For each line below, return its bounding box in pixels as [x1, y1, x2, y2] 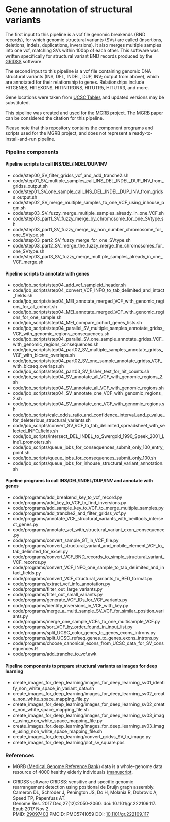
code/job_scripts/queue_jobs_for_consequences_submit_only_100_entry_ [12, 444, 165, 450]
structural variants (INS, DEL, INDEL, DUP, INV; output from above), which [5, 73, 159, 79]
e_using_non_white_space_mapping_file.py [12, 717, 103, 724]
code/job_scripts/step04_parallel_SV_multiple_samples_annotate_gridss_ [12, 325, 165, 332]
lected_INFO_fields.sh [12, 428, 58, 434]
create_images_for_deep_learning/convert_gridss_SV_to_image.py [12, 733, 151, 739]
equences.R [12, 646, 38, 652]
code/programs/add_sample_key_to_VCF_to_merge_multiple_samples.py [12, 505, 164, 511]
